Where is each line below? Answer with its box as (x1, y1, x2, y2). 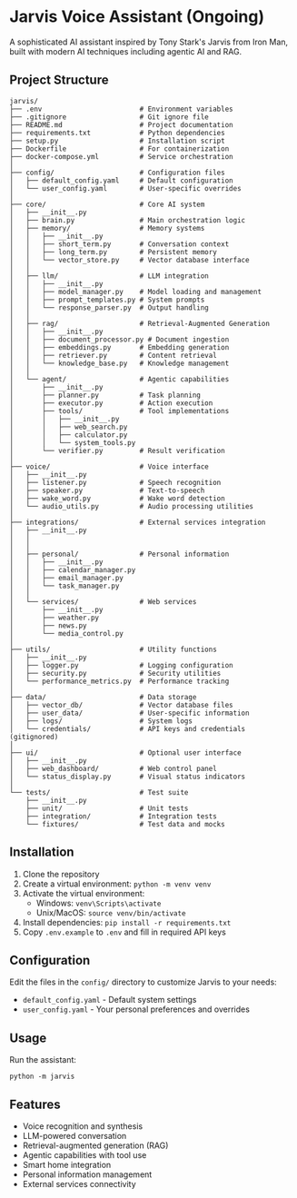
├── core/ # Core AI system (9, 200, 205, 209)
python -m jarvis (9, 1072, 75, 1082)
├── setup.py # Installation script (9, 136, 225, 145)
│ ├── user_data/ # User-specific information (9, 708, 250, 718)
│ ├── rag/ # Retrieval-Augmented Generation (9, 319, 271, 328)
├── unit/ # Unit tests (25, 804, 189, 813)
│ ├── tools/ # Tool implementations (9, 406, 230, 415)
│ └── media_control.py (9, 629, 124, 638)
